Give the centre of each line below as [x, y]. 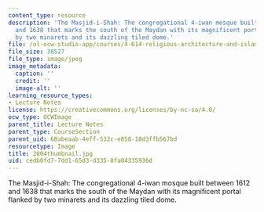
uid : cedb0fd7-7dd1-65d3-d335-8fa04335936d [81, 161]
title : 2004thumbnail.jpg [50, 153]
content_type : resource [47, 15]
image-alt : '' [38, 88]
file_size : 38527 [37, 52]
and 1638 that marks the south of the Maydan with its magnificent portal [125, 192]
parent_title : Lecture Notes [56, 124]
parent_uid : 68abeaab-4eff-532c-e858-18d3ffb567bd [93, 139]
